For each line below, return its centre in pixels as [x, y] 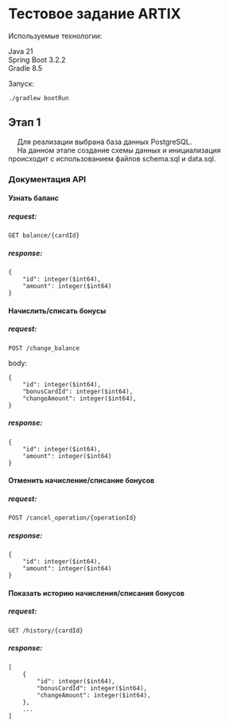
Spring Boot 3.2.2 [37, 60]
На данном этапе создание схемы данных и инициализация [119, 150]
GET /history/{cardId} [46, 630]
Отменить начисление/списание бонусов [82, 480]
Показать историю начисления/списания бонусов [97, 593]
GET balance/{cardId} [44, 235]
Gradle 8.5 [25, 68]
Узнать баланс [34, 198]
